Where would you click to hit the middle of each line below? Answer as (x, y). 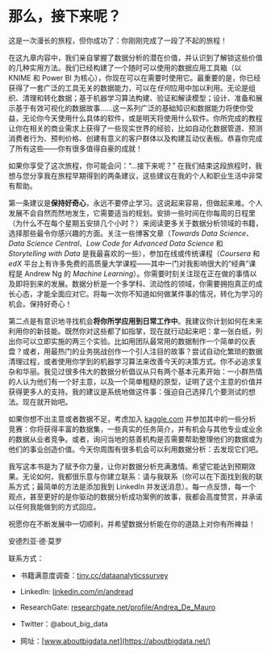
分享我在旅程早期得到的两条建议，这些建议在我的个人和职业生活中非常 (146, 175)
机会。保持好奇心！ (40, 304)
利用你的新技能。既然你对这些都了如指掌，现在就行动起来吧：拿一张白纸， (132, 331)
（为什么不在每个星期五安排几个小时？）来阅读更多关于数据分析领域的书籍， (135, 223)
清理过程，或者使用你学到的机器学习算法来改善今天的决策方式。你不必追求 (132, 361)
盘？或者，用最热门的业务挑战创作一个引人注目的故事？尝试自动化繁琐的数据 (135, 351)
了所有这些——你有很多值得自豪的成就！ (75, 148)
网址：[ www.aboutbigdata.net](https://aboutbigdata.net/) (115, 641)
